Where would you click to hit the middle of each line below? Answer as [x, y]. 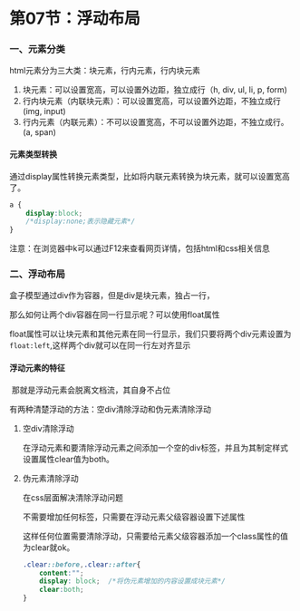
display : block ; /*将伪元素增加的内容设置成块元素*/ [133, 581]
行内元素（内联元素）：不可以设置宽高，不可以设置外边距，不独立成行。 [155, 122]
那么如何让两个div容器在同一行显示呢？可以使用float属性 [115, 315]
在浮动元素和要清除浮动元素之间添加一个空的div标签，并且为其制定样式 [155, 447]
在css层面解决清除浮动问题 [73, 497]
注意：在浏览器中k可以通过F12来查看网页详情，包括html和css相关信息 [140, 248]
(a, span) [39, 132]
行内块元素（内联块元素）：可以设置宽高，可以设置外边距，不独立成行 [151, 102]
